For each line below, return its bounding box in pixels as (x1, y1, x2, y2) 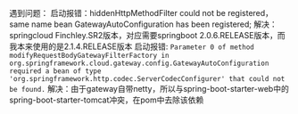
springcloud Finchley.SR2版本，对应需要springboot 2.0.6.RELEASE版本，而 (9, 30, 286, 40)
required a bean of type (9, 67, 102, 76)
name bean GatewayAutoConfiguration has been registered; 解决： (30, 19, 278, 29)
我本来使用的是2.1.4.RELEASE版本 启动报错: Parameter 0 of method (9, 41, 254, 52)
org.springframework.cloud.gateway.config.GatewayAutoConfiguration (9, 59, 269, 68)
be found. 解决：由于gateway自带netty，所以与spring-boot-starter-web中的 (9, 84, 290, 94)
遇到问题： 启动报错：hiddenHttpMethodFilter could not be (9, 8, 226, 18)
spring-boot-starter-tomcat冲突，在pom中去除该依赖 (9, 94, 204, 105)
